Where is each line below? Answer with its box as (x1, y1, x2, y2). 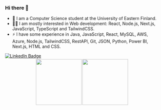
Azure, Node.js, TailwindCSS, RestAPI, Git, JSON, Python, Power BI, (12, 39, 148, 44)
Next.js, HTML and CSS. (12, 44, 61, 49)
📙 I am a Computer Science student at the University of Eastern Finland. (12, 16, 157, 22)
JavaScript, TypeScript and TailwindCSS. (12, 26, 95, 32)
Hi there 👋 (5, 4, 29, 11)
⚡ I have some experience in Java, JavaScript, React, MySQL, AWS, (12, 31, 148, 37)
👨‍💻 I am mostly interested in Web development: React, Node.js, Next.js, (12, 21, 156, 26)
